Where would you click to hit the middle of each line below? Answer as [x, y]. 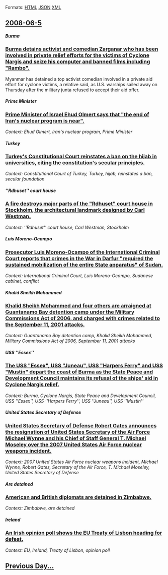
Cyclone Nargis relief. [32, 385]
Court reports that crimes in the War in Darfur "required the [79, 258]
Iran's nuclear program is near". [45, 120]
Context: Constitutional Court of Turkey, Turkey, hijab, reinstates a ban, [79, 174]
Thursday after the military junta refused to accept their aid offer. [72, 90]
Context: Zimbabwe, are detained [40, 508]
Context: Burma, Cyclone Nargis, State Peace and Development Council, [81, 396]
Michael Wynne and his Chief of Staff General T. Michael [76, 438]
